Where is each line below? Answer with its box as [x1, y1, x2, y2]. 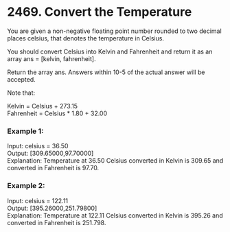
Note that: [7, 89, 36, 97]
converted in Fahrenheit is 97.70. [7, 164, 100, 172]
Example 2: [7, 181, 45, 191]
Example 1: [7, 126, 44, 136]
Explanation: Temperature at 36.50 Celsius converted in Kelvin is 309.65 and [7, 156, 224, 165]
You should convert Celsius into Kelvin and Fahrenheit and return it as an [7, 47, 213, 56]
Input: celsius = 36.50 [7, 142, 69, 150]
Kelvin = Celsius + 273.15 [7, 102, 78, 110]
